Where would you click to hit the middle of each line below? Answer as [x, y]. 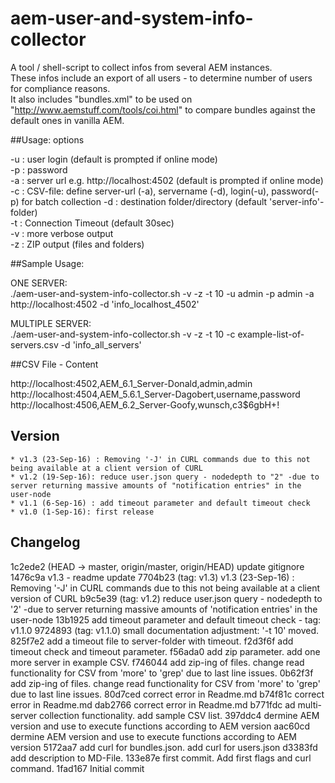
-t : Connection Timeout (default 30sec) [92, 223]
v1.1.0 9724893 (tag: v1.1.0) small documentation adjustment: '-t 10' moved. [165, 630]
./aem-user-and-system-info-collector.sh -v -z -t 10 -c [123, 334]
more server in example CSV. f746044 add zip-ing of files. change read [157, 662]
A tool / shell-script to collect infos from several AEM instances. [141, 67]
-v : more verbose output [62, 233]
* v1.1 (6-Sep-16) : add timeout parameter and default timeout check [160, 503]
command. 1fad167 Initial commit [77, 768]
